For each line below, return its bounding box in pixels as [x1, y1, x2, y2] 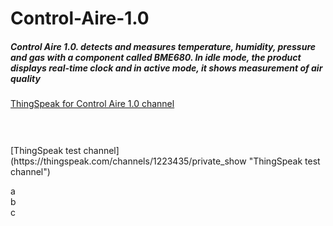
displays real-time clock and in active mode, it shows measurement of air [10, 62, 323, 74]
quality [10, 72, 41, 84]
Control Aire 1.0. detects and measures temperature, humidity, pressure [10, 40, 317, 52]
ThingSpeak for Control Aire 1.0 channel [10, 98, 175, 110]
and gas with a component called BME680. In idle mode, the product [10, 51, 302, 63]
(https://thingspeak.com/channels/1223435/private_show [10, 155, 247, 167]
